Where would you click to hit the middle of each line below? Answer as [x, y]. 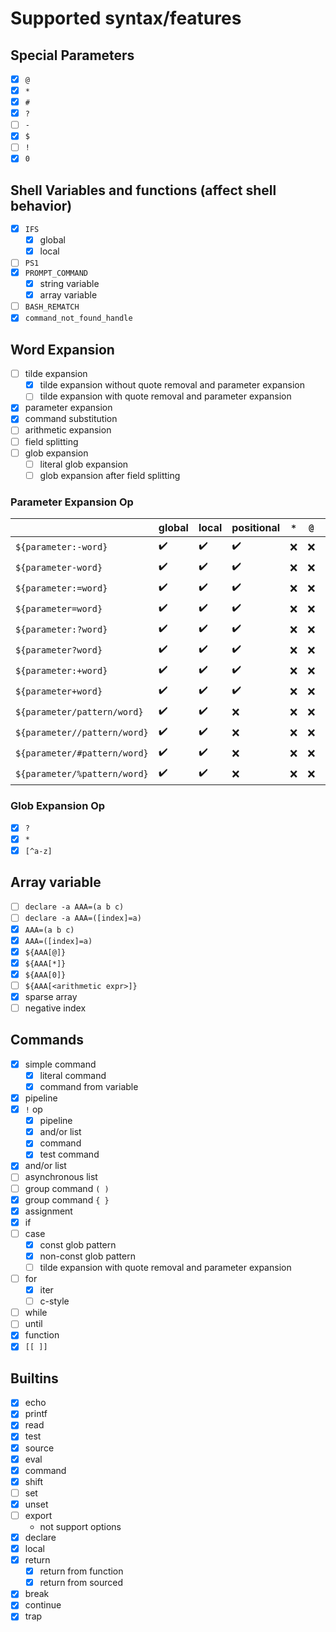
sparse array [51, 996]
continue [43, 1605]
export [38, 1515]
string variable [69, 284]
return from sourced [81, 1583]
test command [69, 1154]
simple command [60, 1064]
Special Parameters [72, 55]
